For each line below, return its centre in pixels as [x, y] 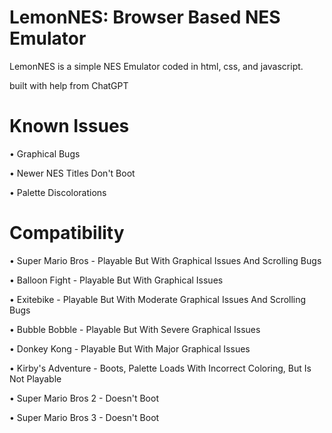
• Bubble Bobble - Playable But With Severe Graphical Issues [135, 329]
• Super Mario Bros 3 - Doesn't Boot [84, 417]
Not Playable [35, 378]
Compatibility [67, 233]
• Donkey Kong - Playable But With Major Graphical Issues [130, 348]
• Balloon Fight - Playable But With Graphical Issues [116, 280]
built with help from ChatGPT [69, 85]
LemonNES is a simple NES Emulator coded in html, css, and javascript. [156, 66]
